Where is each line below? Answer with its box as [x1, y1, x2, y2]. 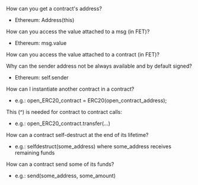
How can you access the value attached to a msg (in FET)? [6, 28, 150, 35]
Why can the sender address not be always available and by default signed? [6, 62, 193, 69]
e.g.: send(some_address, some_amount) [14, 172, 116, 179]
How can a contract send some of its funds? [6, 161, 114, 168]
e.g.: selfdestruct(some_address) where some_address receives [14, 143, 172, 150]
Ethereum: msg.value [14, 40, 67, 46]
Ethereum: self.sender [14, 74, 69, 81]
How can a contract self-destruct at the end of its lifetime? [6, 132, 149, 138]
